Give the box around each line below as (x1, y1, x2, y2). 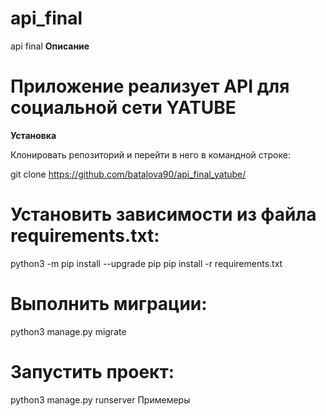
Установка (10, 129, 57, 141)
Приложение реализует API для (10, 75, 290, 98)
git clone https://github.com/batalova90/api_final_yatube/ (10, 168, 247, 180)
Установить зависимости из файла (10, 203, 317, 226)
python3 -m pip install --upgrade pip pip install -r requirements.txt (10, 257, 283, 269)
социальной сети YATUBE (10, 97, 237, 119)
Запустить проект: (10, 360, 175, 383)
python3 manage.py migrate (10, 325, 127, 337)
